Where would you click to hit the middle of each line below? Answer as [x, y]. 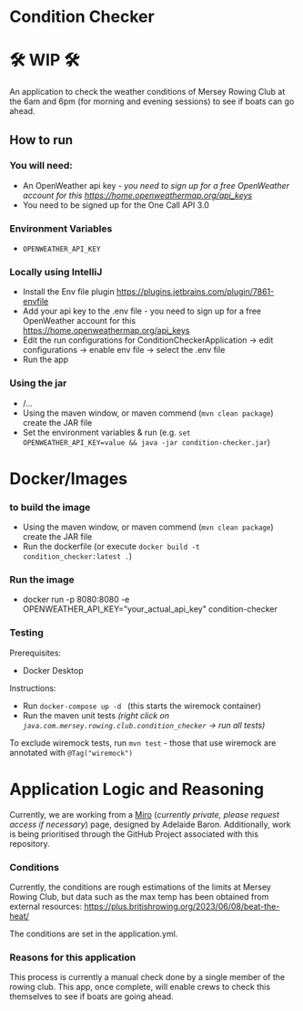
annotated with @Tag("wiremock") [71, 752]
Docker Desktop [53, 670]
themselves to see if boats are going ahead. [92, 996]
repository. [30, 843]
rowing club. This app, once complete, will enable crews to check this [140, 987]
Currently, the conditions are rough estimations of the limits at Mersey [140, 887]
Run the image [42, 580]
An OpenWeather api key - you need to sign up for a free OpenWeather [156, 185]
